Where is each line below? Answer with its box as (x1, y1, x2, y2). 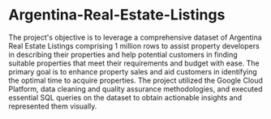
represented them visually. (8, 101, 97, 111)
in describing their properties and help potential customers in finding (8, 49, 238, 59)
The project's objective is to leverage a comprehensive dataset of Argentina (8, 32, 262, 42)
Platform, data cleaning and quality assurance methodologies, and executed (8, 83, 263, 94)
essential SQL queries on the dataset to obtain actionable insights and (8, 92, 243, 102)
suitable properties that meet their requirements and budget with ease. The (8, 58, 260, 68)
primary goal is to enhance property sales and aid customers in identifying (8, 66, 257, 76)
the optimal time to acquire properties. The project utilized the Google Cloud (8, 75, 264, 85)
